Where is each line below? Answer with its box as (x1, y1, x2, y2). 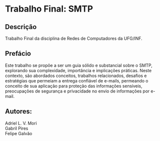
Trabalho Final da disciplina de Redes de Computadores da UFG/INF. (5, 35, 143, 41)
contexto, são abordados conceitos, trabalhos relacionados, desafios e (5, 73, 147, 78)
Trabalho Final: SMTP (5, 3, 93, 15)
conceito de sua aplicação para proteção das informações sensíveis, (5, 83, 143, 89)
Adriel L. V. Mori (5, 120, 37, 126)
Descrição (5, 23, 37, 31)
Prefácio (5, 49, 32, 58)
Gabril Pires (5, 125, 28, 131)
